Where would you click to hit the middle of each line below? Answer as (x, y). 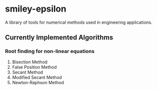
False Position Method (34, 67)
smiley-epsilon (36, 9)
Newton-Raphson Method (38, 82)
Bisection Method (30, 62)
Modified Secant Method (37, 77)
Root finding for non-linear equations (50, 51)
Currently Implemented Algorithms (59, 37)
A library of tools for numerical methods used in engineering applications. (79, 22)
